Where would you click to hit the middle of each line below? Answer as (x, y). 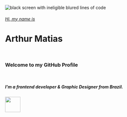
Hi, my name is (20, 19)
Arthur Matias (34, 39)
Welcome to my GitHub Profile (42, 65)
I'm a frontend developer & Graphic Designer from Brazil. (64, 87)
